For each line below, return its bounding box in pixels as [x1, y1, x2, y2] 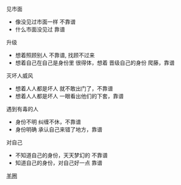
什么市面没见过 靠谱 [15, 26, 65, 33]
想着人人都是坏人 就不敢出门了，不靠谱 [15, 85, 113, 92]
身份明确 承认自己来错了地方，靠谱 [15, 126, 102, 133]
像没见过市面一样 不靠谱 [15, 18, 76, 25]
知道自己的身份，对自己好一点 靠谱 [15, 160, 102, 166]
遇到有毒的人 [6, 106, 38, 112]
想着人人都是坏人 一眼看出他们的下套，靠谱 [15, 93, 124, 99]
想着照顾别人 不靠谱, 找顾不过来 [15, 52, 95, 59]
